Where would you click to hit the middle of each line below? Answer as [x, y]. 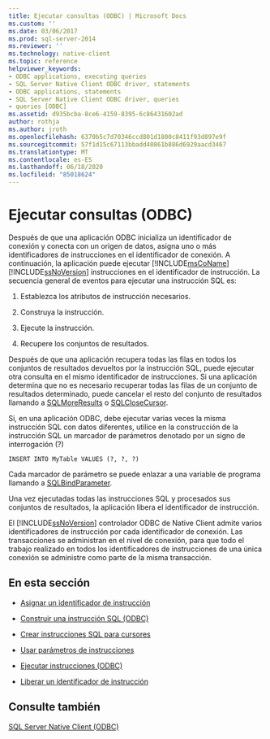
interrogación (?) [36, 444]
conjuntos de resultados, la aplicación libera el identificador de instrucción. [134, 507]
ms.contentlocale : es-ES [50, 159]
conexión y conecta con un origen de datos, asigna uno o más [112, 246]
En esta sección [49, 583]
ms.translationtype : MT [49, 152]
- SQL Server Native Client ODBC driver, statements [99, 84]
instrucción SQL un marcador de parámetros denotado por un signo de [127, 435]
